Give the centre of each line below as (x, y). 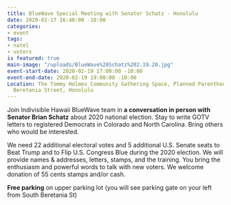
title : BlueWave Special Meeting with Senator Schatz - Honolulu (102, 13)
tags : (15, 39)
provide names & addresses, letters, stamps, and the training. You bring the (114, 160)
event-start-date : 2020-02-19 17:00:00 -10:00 (75, 71)
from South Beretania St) (42, 195)
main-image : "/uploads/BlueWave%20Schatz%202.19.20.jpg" (90, 65)
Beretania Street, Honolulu (54, 90)
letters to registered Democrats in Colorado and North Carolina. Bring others (115, 125)
